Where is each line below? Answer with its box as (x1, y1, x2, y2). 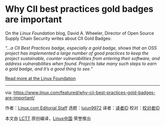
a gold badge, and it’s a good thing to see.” (5, 65, 93, 72)
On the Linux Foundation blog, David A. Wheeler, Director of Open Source (5, 30, 154, 36)
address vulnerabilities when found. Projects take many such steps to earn (5, 61, 157, 66)
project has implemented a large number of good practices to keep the (5, 50, 149, 56)
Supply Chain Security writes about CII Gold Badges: (5, 35, 112, 41)
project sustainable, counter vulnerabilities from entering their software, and (5, 55, 160, 61)
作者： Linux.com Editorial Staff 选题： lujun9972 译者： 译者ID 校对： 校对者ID (5, 105, 160, 111)
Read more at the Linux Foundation (5, 75, 76, 81)
